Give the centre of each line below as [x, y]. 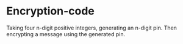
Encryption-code [50, 11]
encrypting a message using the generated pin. [66, 34]
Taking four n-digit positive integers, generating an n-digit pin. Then [91, 28]
